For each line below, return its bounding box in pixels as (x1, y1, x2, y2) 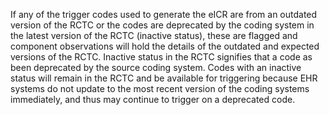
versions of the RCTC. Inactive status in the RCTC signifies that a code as (10, 51, 313, 63)
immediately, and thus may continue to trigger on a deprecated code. (10, 94, 296, 105)
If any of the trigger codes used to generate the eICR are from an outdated (10, 9, 318, 20)
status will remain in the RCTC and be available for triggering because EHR (10, 72, 318, 84)
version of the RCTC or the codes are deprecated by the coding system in (10, 19, 315, 31)
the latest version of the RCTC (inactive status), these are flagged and (10, 30, 298, 41)
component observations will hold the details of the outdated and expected (10, 40, 320, 52)
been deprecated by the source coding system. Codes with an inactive (10, 62, 302, 73)
